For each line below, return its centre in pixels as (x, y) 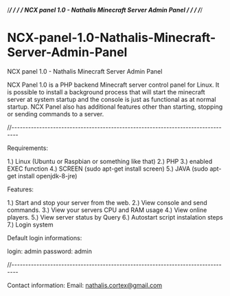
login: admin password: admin (50, 251)
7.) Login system (30, 224)
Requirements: (27, 148)
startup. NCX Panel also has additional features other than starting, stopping (115, 107)
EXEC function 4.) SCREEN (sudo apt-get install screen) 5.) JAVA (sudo (107, 169)
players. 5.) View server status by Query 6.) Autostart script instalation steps (115, 217)
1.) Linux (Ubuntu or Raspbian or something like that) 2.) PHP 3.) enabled (110, 161)
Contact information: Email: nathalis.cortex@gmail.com (85, 285)
